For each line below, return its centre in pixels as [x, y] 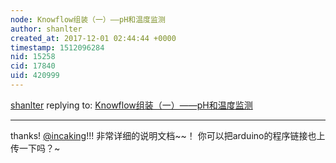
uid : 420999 [35, 76]
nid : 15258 [33, 57]
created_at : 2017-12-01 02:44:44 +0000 [93, 38]
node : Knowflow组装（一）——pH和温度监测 [88, 19]
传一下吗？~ [35, 148]
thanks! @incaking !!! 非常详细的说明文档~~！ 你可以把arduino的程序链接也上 [168, 135]
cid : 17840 [33, 66]
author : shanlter [46, 29]
